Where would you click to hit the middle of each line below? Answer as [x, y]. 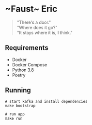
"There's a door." [34, 22]
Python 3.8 [23, 70]
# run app [15, 114]
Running [18, 90]
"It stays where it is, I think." [45, 32]
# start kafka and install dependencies [46, 101]
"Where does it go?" [37, 27]
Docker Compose [30, 64]
